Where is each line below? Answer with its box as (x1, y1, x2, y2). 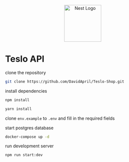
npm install (5, 97, 30, 103)
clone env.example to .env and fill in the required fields (5, 115, 115, 121)
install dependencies (5, 88, 47, 94)
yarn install (5, 106, 32, 111)
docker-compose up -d (5, 134, 50, 139)
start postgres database (5, 125, 54, 131)
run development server (5, 143, 54, 149)
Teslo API (5, 54, 45, 65)
